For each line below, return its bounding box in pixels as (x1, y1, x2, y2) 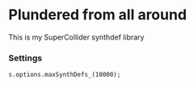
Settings (8, 52, 43, 64)
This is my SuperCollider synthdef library (8, 32, 145, 42)
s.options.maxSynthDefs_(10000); (8, 71, 121, 79)
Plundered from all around (8, 6, 188, 24)
